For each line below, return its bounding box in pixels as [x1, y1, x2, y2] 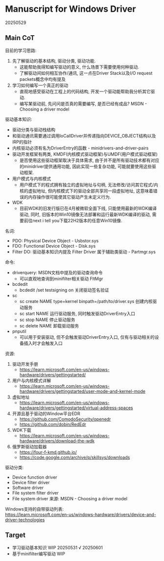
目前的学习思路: [5, 47, 37, 53]
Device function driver [12, 474, 57, 480]
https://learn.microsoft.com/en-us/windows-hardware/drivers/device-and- [5, 512, 157, 517]
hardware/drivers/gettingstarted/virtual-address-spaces [19, 405, 133, 411]
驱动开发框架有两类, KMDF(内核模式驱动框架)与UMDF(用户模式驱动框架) [12, 151, 158, 157]
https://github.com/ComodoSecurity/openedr [19, 416, 111, 422]
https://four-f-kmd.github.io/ [19, 449, 77, 455]
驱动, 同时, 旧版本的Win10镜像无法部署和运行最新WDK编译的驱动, [19, 211, 151, 217]
